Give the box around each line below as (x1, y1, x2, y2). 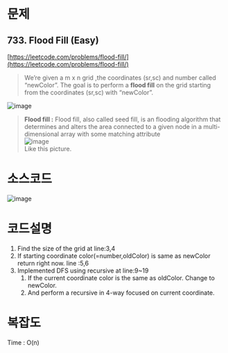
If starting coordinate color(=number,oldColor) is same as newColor (17, 251, 211, 260)
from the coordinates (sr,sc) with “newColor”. (24, 88, 154, 96)
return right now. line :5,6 (17, 259, 89, 267)
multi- (203, 123, 220, 130)
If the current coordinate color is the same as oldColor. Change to (27, 273, 215, 282)
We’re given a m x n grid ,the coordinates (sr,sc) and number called (24, 74, 216, 82)
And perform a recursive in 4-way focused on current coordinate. (27, 289, 215, 297)
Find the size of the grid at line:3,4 (17, 244, 116, 252)
